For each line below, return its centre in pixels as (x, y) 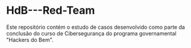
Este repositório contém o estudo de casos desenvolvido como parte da (96, 27)
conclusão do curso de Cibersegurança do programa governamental (91, 33)
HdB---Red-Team (51, 10)
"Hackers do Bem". (30, 40)
